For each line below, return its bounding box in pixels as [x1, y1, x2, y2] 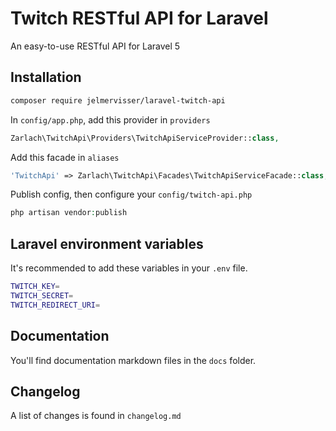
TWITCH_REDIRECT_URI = [10, 300, 101, 310]
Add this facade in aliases [10, 151, 120, 163]
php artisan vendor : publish [10, 208, 128, 218]
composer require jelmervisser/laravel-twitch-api [10, 95, 226, 106]
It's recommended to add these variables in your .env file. [10, 262, 248, 274]
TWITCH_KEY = [10, 282, 60, 292]
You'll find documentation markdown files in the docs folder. [10, 354, 257, 366]
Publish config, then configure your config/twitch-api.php [10, 188, 253, 201]
